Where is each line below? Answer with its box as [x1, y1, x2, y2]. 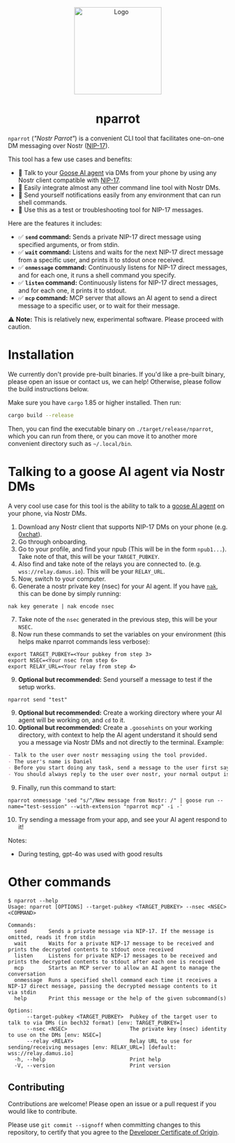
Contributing [8, 1081, 65, 1093]
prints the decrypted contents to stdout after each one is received [8, 959, 215, 966]
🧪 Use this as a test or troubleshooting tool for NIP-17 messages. [17, 205, 204, 214]
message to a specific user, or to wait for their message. [17, 301, 180, 310]
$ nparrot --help [8, 897, 59, 904]
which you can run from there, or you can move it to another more [8, 432, 197, 440]
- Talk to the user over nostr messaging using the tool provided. [8, 752, 209, 759]
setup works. [17, 682, 56, 691]
